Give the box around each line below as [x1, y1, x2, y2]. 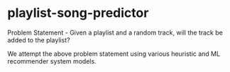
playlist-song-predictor [7, 5, 149, 21]
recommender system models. [7, 56, 97, 65]
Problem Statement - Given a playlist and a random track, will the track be [7, 28, 224, 37]
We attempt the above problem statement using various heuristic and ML [7, 49, 221, 58]
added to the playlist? [7, 35, 70, 44]
